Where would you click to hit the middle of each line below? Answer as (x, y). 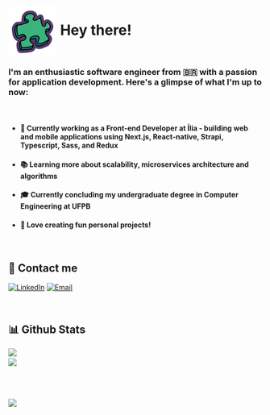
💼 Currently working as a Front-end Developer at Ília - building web (134, 128)
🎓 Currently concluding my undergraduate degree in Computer (129, 195)
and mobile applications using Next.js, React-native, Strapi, (122, 137)
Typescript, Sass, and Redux (69, 145)
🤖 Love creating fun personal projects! (85, 225)
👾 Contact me (43, 268)
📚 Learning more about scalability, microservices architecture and (135, 164)
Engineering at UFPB (55, 206)
